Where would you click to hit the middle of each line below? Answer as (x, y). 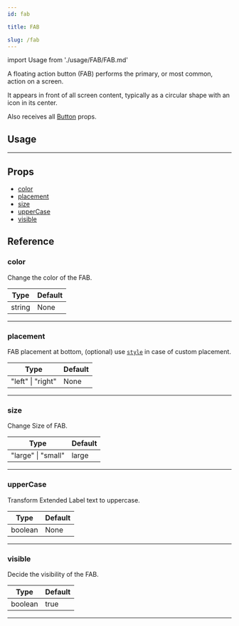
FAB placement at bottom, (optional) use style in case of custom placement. (119, 351)
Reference (31, 242)
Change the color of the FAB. (50, 277)
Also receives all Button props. (52, 117)
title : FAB (23, 27)
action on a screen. (36, 81)
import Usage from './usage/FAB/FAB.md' (68, 60)
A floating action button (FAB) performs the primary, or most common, (110, 74)
